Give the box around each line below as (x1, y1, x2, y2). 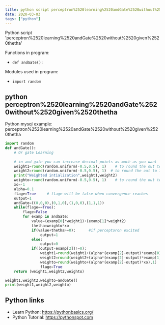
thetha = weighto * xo (31, 223, 69, 228)
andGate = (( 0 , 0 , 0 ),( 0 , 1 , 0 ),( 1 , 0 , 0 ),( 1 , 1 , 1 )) (14, 200, 105, 206)
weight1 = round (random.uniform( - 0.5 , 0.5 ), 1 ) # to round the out (14, 164, 155, 169)
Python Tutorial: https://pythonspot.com (12, 314, 93, 320)
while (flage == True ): (14, 205, 56, 210)
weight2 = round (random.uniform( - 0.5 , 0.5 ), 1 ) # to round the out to (14, 168, 157, 174)
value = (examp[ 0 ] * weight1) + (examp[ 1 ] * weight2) (31, 219, 126, 224)
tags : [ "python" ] (5, 16, 41, 21)
